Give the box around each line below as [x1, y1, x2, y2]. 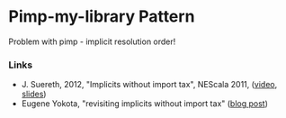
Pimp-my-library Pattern [8, 6, 195, 27]
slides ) [21, 88, 47, 100]
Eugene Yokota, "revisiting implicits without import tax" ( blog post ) [21, 98, 269, 109]
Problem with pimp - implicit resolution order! [8, 36, 176, 47]
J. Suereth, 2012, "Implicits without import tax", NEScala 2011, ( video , [21, 79, 278, 90]
